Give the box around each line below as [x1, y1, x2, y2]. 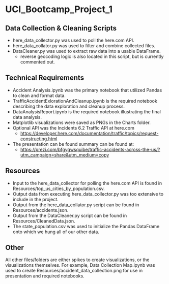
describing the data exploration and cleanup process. [12, 103, 125, 109]
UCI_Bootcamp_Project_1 [5, 4, 113, 15]
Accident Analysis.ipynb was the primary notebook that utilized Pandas [12, 87, 162, 93]
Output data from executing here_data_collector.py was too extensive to [12, 191, 164, 197]
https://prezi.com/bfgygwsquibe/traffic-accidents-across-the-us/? [20, 146, 160, 152]
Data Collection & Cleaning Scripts [5, 24, 117, 33]
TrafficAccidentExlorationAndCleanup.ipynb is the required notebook [12, 98, 158, 104]
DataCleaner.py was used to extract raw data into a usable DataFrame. [12, 48, 161, 54]
